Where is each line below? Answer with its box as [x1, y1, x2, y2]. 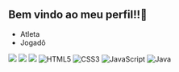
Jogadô [19, 38, 46, 47]
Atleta [19, 29, 40, 38]
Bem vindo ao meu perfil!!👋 [8, 8, 148, 22]
